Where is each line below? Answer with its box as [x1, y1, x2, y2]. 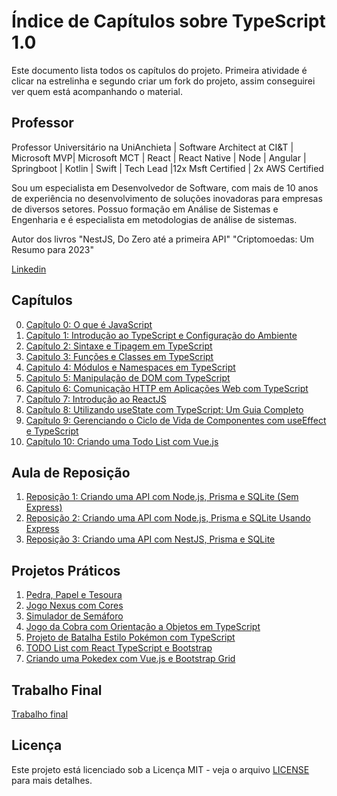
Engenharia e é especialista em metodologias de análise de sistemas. [11, 213, 298, 225]
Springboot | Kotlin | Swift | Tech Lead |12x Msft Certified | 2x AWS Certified [11, 162, 324, 174]
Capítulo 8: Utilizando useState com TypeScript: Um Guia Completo [25, 403, 304, 415]
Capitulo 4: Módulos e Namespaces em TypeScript [25, 361, 236, 373]
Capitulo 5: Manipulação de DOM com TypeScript [25, 371, 231, 384]
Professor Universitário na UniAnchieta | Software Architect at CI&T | [11, 141, 294, 153]
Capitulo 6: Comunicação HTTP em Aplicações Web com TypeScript [25, 382, 309, 394]
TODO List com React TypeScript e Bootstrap [25, 642, 213, 654]
